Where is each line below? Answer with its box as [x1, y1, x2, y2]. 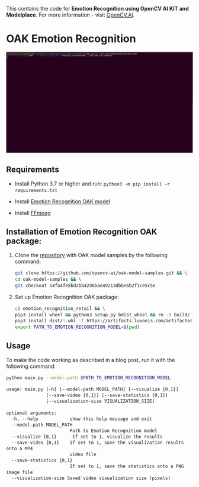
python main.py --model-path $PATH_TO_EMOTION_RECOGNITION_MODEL [6, 374, 171, 381]
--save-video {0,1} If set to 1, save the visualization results [11, 440, 184, 446]
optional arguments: [6, 410, 57, 416]
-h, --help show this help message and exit [11, 416, 152, 422]
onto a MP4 [6, 446, 33, 451]
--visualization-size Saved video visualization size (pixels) [11, 475, 171, 481]
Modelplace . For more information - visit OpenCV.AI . [6, 11, 135, 18]
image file [6, 469, 33, 475]
